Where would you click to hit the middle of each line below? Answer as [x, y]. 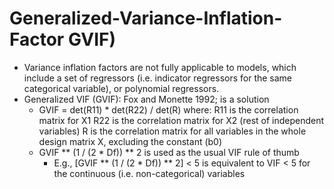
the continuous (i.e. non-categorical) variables [149, 173]
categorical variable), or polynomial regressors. [121, 88]
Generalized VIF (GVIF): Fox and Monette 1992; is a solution [146, 99]
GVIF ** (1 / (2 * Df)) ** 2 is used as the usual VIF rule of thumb [169, 152]
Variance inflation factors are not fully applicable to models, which [160, 67]
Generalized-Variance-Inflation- [146, 18]
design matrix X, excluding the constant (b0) [130, 141]
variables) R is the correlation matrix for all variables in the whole [172, 131]
